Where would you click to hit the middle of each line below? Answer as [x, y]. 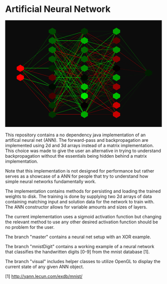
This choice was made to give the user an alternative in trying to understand [83, 151]
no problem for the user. [30, 227]
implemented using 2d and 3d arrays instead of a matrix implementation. [80, 145]
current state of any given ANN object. [45, 267]
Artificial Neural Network [58, 9]
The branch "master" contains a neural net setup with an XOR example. [78, 237]
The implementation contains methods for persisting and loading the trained [83, 191]
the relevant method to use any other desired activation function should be [82, 222]
